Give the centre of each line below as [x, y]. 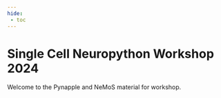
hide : [15, 13]
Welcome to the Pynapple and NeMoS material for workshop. [94, 87]
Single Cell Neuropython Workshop [110, 54]
